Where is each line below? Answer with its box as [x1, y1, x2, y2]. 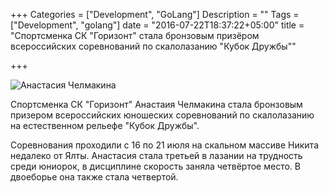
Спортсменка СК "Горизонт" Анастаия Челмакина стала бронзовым [10, 99, 303, 110]
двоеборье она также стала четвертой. [10, 171, 179, 183]
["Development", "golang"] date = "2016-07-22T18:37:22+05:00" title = [10, 19, 305, 31]
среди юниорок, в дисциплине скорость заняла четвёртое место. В [10, 160, 301, 172]
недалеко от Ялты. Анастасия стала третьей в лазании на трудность [10, 150, 303, 161]
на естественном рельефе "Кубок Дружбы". [10, 120, 200, 131]
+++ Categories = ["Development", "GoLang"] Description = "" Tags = [10, 9, 300, 20]
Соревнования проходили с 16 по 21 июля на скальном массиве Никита [10, 139, 319, 151]
